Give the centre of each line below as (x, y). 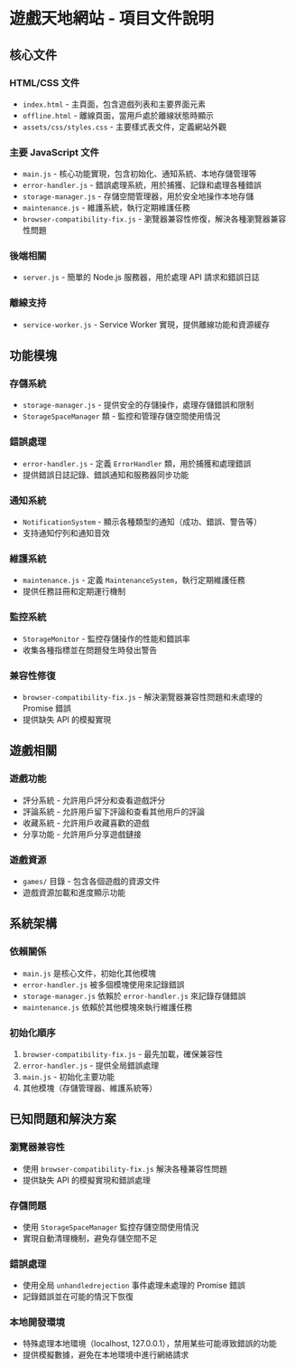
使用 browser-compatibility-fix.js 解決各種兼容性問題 (125, 1168)
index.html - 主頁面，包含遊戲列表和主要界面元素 (114, 104)
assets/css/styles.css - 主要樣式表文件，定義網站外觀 (124, 127)
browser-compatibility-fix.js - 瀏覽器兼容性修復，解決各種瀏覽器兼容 (154, 219)
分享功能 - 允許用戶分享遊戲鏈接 (82, 834)
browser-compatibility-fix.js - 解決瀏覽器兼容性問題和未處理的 (143, 696)
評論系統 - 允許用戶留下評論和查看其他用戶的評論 (114, 811)
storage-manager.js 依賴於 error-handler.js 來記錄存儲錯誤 (134, 995)
